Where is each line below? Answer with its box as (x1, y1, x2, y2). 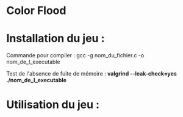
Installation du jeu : (6, 32, 105, 46)
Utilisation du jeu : (6, 98, 99, 112)
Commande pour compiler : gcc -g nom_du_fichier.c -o (6, 52, 145, 59)
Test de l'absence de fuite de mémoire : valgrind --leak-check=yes (6, 70, 177, 77)
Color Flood (6, 4, 66, 18)
